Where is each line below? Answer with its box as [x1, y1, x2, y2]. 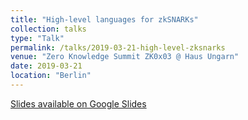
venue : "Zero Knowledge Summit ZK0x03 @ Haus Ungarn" [10, 52, 240, 62]
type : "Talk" [10, 33, 65, 43]
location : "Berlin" [10, 71, 92, 81]
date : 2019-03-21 [10, 61, 83, 71]
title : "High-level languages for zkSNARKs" [10, 14, 199, 25]
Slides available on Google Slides [10, 97, 147, 110]
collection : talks [10, 24, 87, 34]
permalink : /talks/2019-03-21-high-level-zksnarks [10, 42, 226, 53]
